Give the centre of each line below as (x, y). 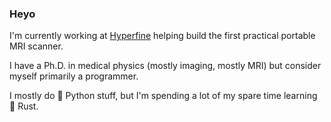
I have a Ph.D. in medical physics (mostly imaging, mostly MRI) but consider (165, 66)
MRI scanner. (36, 46)
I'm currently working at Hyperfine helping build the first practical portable (162, 36)
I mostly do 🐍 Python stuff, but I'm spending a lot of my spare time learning (163, 96)
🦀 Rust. (24, 106)
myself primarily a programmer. (74, 76)
